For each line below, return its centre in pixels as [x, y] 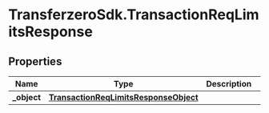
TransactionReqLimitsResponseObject [123, 97]
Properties [35, 61]
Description [229, 84]
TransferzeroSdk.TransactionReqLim [134, 15]
